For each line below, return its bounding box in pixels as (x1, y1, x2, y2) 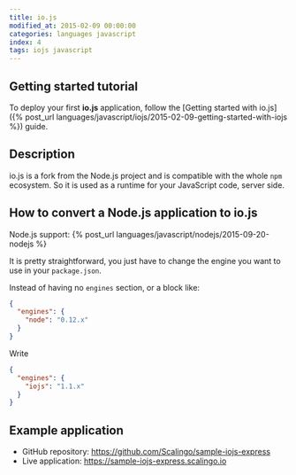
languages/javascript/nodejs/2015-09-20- (116, 229, 269, 239)
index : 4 (9, 37, 42, 47)
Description (9, 147, 75, 162)
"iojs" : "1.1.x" (25, 382, 86, 391)
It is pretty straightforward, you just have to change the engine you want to (9, 255, 281, 266)
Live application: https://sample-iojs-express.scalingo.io (21, 456, 227, 466)
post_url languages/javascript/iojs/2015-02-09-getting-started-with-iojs (25, 112, 288, 122)
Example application (9, 423, 124, 438)
